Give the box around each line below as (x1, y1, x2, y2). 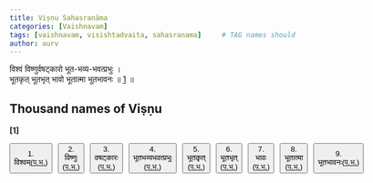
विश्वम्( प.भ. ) (14, 158, 48, 168)
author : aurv (9, 38, 59, 48)
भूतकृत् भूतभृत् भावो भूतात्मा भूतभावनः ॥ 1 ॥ (9, 74, 134, 85)
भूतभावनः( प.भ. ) (317, 158, 360, 168)
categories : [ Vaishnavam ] (9, 22, 108, 31)
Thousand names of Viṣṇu (9, 101, 162, 117)
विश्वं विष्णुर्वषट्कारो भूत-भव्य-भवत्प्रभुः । (9, 64, 121, 75)
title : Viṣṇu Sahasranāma (9, 13, 108, 23)
